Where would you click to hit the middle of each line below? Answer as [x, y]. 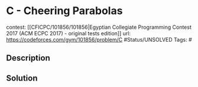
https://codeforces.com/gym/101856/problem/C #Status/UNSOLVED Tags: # [99, 39]
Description [28, 58]
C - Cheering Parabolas [64, 11]
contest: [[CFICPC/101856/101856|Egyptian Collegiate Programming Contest [99, 27]
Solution [22, 78]
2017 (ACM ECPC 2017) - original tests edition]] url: [69, 33]
